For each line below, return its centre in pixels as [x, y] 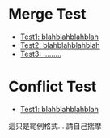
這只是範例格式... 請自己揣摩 [55, 126]
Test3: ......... [41, 54]
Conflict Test [53, 87]
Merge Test [47, 14]
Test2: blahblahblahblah [60, 45]
